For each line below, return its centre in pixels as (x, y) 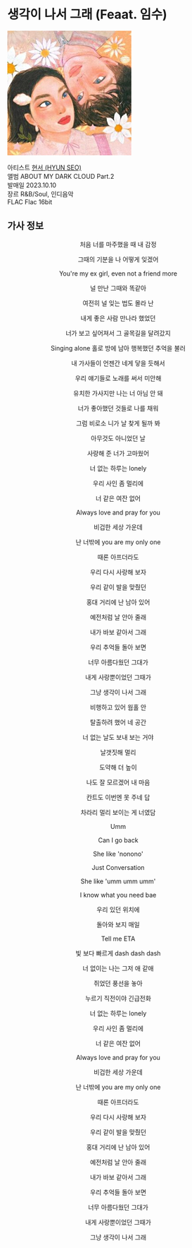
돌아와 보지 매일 (118, 924)
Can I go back (118, 840)
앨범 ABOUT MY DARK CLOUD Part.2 (61, 176)
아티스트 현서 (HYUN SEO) (45, 167)
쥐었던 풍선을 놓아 (118, 983)
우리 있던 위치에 (118, 909)
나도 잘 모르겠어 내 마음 (118, 782)
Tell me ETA (118, 938)
